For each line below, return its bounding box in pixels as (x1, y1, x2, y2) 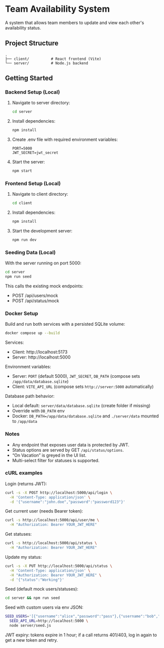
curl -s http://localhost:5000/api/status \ (5, 541, 97, 545)
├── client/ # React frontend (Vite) (5, 56, 102, 61)
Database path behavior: (5, 393, 55, 399)
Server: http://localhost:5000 (12, 354, 71, 360)
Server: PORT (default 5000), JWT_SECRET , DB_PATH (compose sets (12, 373, 140, 379)
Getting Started (5, 74, 53, 82)
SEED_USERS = (5, 614, 29, 619)
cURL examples (5, 469, 43, 476)
